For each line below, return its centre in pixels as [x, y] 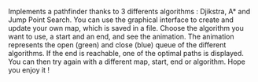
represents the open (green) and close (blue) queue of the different [117, 45]
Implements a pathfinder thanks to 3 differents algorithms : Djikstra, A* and [129, 11]
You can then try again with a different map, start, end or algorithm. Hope [127, 61]
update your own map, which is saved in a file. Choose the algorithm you [126, 28]
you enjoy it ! [29, 70]
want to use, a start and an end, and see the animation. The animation [121, 36]
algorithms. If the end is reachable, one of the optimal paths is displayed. [126, 53]
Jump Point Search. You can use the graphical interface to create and [121, 20]
